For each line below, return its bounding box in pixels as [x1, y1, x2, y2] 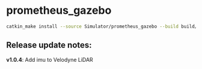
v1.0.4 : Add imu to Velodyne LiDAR [6, 56, 93, 63]
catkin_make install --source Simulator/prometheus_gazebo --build [6, 23, 179, 29]
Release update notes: [6, 40, 92, 50]
